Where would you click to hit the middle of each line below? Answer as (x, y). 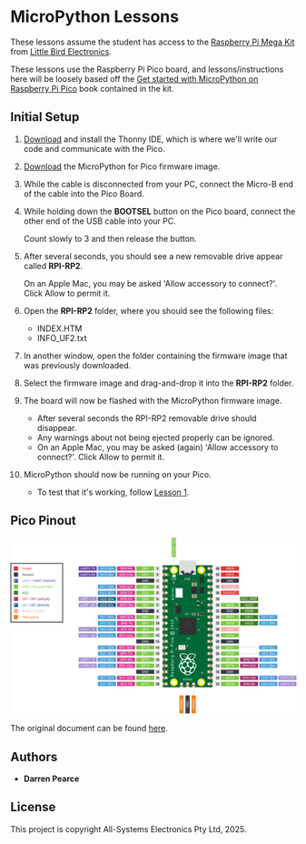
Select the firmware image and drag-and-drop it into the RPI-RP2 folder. (158, 383)
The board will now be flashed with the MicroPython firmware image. (153, 400)
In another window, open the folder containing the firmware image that (155, 356)
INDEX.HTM (59, 328)
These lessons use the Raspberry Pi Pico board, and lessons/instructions (147, 69)
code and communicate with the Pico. (94, 148)
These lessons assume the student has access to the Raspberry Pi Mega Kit (153, 42)
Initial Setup (45, 117)
